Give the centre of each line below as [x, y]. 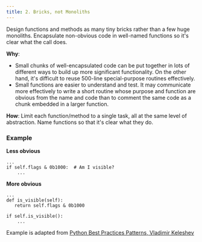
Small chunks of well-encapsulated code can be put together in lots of [102, 65]
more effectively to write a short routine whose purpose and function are [105, 91]
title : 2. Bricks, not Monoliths [48, 12]
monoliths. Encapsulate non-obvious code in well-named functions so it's [97, 35]
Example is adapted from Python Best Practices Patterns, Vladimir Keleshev [100, 232]
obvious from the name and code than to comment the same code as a [103, 97]
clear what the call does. [37, 42]
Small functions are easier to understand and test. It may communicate [103, 85]
